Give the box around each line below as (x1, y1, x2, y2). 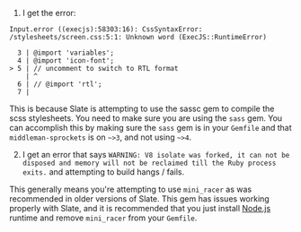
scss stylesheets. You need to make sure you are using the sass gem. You (9, 113, 283, 124)
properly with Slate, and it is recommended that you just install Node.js (9, 203, 271, 213)
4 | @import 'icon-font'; (17, 56, 115, 65)
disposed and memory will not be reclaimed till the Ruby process (22, 159, 277, 168)
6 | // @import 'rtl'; (17, 80, 102, 89)
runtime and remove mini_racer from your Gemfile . (9, 212, 198, 223)
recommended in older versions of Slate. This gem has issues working (9, 193, 270, 204)
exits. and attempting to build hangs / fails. (22, 167, 185, 177)
